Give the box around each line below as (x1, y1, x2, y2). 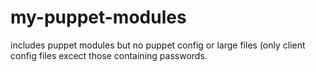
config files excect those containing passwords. (10, 49, 208, 61)
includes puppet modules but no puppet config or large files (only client (10, 39, 306, 51)
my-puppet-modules (10, 6, 187, 29)
